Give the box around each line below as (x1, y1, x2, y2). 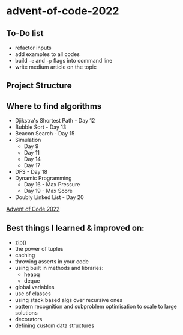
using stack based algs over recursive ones (14, 297, 123, 304)
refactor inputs (14, 44, 52, 51)
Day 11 (23, 149, 40, 156)
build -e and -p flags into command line (14, 57, 113, 64)
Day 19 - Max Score (23, 188, 73, 195)
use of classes (14, 290, 51, 297)
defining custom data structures (14, 322, 95, 329)
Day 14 (23, 155, 41, 163)
